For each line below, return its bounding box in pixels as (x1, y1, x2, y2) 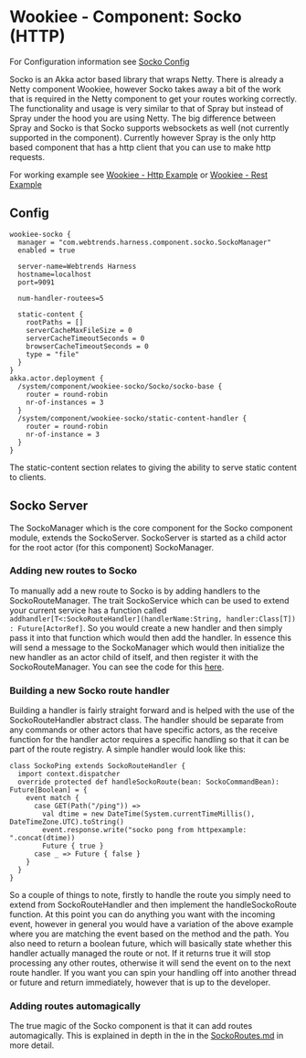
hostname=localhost (17, 270, 92, 279)
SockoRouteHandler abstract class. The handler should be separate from (9, 715, 284, 726)
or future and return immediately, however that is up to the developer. (9, 977, 271, 989)
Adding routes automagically (9, 999, 142, 1012)
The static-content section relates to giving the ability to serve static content (9, 462, 297, 473)
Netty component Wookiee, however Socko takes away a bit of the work (9, 83, 281, 94)
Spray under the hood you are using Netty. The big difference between (9, 112, 277, 123)
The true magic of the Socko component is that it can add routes (9, 1021, 253, 1031)
